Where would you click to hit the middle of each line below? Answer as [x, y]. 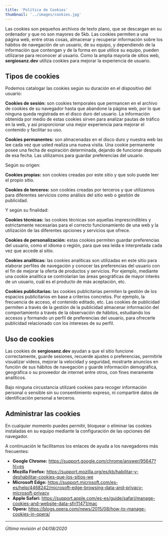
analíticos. [16, 377]
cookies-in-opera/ [31, 514]
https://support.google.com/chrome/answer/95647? [102, 461]
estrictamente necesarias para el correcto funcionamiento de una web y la [82, 225]
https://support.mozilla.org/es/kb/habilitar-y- [93, 471]
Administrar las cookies [43, 414]
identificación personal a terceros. [40, 398]
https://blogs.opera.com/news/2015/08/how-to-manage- [87, 508]
